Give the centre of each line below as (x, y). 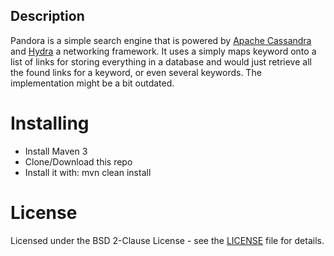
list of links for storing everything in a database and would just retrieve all (161, 61)
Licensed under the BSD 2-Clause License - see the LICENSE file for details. (167, 240)
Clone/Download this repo (78, 161)
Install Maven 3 (56, 151)
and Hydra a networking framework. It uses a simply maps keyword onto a (163, 51)
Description (47, 16)
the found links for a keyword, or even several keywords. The (136, 72)
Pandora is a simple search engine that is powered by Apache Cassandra (161, 40)
